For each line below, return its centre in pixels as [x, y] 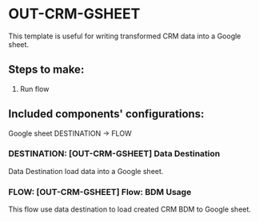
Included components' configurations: [106, 114]
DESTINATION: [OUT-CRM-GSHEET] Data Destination [114, 154]
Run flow [34, 89]
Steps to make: [46, 70]
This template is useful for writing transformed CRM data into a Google [125, 36]
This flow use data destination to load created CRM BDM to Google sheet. [130, 209]
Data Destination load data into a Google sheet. [86, 171]
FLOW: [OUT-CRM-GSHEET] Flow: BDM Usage [100, 192]
